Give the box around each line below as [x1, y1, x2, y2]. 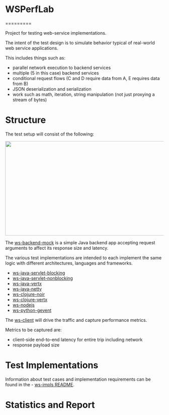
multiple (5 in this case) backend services [12, 70, 99, 76]
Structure [5, 114, 46, 126]
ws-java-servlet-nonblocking [12, 275, 73, 281]
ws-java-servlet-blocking [12, 269, 65, 275]
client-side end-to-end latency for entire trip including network [12, 336, 143, 342]
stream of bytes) [12, 97, 47, 103]
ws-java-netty [12, 286, 42, 292]
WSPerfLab [5, 4, 54, 15]
